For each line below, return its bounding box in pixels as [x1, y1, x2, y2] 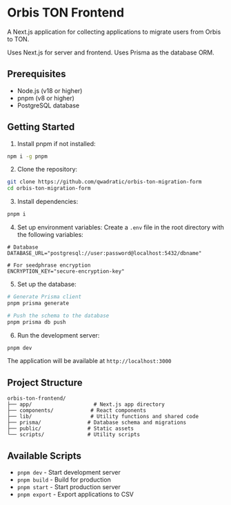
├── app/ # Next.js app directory [7, 401, 165, 408]
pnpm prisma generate [7, 300, 70, 307]
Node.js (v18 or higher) [17, 86, 83, 94]
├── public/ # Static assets [7, 425, 134, 432]
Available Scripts [7, 450, 81, 462]
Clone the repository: [17, 165, 78, 174]
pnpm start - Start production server [17, 483, 121, 491]
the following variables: [17, 231, 84, 239]
